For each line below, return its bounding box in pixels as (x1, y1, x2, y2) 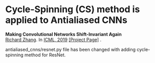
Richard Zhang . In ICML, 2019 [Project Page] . (5, 37, 102, 43)
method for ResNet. (25, 52, 66, 58)
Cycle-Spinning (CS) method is (5, 4, 140, 15)
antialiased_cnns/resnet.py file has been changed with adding (5, 46, 136, 52)
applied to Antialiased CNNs (5, 14, 128, 26)
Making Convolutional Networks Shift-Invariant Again (5, 31, 122, 37)
